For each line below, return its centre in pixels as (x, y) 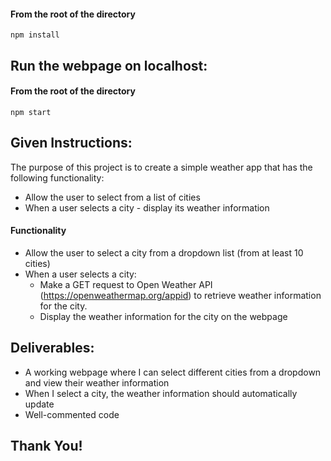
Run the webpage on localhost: (109, 65)
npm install (35, 35)
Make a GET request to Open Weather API (126, 284)
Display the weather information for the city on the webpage (163, 316)
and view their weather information (97, 382)
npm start (31, 112)
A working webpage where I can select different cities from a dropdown (173, 372)
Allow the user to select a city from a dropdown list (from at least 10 (164, 252)
